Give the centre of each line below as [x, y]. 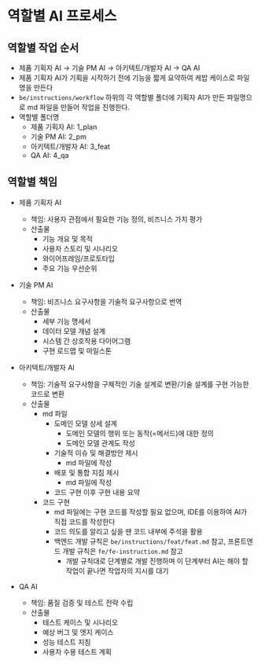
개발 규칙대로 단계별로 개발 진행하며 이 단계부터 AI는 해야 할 [157, 561]
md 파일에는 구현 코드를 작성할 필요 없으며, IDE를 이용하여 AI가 [151, 512]
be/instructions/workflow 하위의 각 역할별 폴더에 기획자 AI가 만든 [122, 97]
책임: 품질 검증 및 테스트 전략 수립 [82, 603]
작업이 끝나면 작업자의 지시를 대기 [117, 570]
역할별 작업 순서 [43, 48]
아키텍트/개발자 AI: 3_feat [70, 147]
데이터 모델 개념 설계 [74, 331]
